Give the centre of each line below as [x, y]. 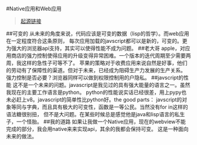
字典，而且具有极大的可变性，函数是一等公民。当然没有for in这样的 [107, 107]
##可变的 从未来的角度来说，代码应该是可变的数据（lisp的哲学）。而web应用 [98, 33]
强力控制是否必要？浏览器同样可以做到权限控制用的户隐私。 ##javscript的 [95, 77]
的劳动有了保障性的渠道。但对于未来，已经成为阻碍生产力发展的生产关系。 [96, 70]
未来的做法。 [21, 136]
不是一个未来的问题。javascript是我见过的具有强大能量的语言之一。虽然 [104, 85]
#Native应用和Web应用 [34, 9]
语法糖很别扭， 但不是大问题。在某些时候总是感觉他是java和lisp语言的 [90, 114]
